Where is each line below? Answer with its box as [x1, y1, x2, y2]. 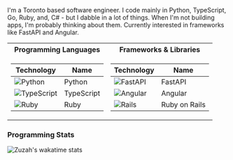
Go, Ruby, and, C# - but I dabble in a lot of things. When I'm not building [7, 13, 215, 22]
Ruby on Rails [160, 100, 206, 109]
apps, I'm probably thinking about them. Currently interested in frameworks [7, 21, 225, 29]
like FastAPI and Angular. [7, 28, 79, 36]
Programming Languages [13, 45, 101, 54]
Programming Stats [7, 129, 75, 139]
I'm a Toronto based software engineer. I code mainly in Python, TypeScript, [7, 6, 227, 14]
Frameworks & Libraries [119, 45, 201, 54]
